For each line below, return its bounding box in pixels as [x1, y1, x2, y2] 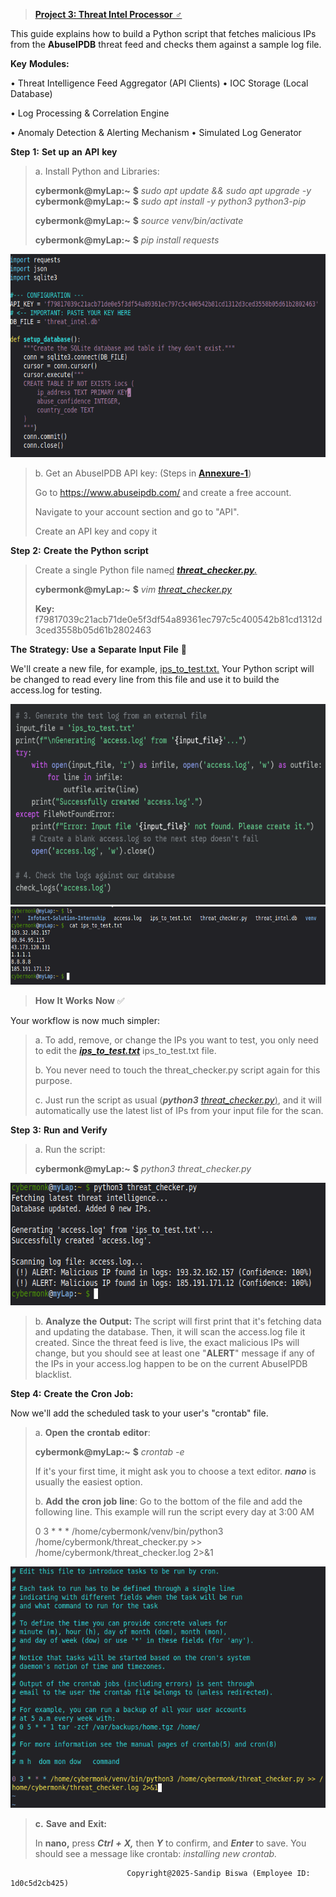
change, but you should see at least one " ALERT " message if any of [34, 1347, 315, 1359]
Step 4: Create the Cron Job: [10, 1387, 134, 1399]
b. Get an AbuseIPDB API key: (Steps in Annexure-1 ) [34, 467, 252, 479]
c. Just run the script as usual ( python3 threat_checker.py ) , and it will [34, 1094, 322, 1106]
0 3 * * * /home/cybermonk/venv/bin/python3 [34, 1525, 224, 1537]
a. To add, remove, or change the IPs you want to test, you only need [34, 1034, 319, 1046]
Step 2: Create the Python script [10, 545, 149, 556]
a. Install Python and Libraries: [34, 165, 160, 177]
